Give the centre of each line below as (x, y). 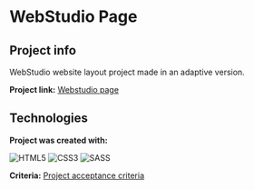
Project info (43, 50)
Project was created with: (59, 140)
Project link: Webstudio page (64, 90)
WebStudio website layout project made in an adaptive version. (127, 72)
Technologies (49, 119)
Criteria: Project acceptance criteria (77, 175)
